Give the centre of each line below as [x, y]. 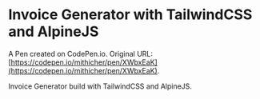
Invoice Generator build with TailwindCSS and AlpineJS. [100, 86]
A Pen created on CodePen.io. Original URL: [81, 53]
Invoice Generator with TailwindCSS [130, 15]
